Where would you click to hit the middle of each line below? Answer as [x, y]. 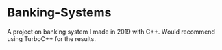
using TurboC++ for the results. [51, 38]
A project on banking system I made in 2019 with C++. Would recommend [111, 32]
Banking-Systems [59, 13]
